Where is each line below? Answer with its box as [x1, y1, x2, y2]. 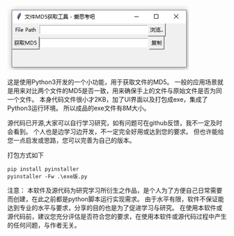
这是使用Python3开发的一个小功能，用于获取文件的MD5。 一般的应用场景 [7, 78, 218, 86]
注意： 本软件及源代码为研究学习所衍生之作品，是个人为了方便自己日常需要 [7, 187, 223, 194]
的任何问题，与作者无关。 [7, 221, 81, 229]
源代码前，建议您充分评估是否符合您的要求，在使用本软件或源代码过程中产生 [7, 212, 227, 221]
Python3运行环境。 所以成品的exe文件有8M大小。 [7, 104, 150, 112]
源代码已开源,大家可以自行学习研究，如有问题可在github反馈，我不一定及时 [7, 119, 223, 127]
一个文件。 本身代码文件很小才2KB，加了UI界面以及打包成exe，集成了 [7, 95, 208, 103]
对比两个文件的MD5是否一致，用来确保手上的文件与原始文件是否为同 [25, 86, 223, 95]
